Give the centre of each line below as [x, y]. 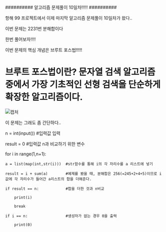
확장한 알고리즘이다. [44, 97]
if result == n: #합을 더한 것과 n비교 [55, 189]
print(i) [23, 197]
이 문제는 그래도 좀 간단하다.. [33, 122]
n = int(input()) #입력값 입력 [33, 133]
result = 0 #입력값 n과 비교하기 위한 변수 [45, 144]
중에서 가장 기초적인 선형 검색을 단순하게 [83, 85]
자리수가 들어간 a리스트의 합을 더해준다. [56, 179]
